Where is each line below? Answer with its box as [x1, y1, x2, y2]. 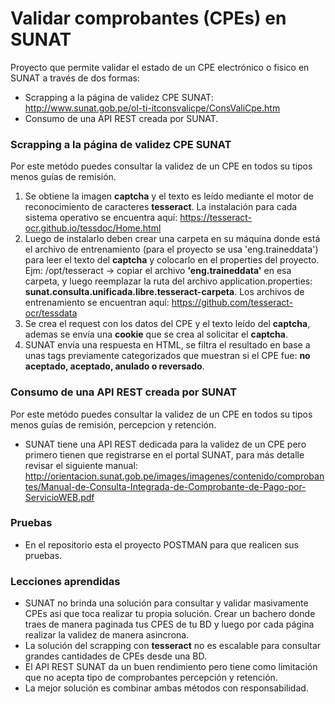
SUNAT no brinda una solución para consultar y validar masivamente [24, 597, 309, 609]
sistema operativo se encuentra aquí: [24, 212, 178, 224]
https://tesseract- [179, 212, 253, 224]
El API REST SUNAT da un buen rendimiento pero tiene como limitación [24, 661, 318, 673]
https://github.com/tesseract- [171, 297, 294, 309]
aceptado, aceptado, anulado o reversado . [24, 360, 205, 372]
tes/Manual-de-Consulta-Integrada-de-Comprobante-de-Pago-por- [24, 480, 307, 492]
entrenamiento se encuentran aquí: [24, 297, 170, 309]
